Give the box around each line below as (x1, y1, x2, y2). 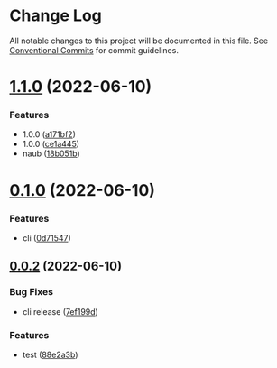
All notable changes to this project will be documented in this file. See (9, 35, 269, 46)
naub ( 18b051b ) (22, 148, 81, 159)
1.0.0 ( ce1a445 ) (22, 139, 79, 150)
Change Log (9, 5, 102, 26)
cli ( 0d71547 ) (22, 232, 72, 244)
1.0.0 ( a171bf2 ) (22, 129, 77, 140)
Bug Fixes (9, 286, 54, 299)
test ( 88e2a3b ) (22, 349, 78, 360)
